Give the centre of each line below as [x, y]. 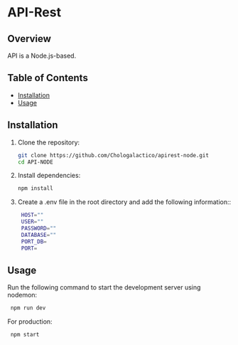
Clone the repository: [49, 142]
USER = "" [32, 222]
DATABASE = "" [39, 235]
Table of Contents [48, 78]
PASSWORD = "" [39, 228]
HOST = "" [32, 215]
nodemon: [22, 295]
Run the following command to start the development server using [104, 287]
